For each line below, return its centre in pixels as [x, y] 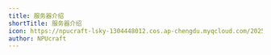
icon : [17, 31]
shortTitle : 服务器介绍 [45, 23]
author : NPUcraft [38, 38]
